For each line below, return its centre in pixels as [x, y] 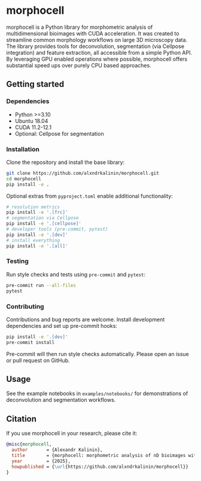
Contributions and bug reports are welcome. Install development [86, 319]
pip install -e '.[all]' [37, 246]
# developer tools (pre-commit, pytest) [57, 229]
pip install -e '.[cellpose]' [44, 224]
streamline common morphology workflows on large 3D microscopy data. [97, 40]
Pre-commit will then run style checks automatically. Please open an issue [98, 354]
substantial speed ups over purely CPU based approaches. [79, 65]
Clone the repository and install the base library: [66, 162]
